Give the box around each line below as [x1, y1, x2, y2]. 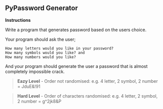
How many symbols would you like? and [5, 50, 85, 55]
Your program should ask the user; [5, 36, 76, 42]
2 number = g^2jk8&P [17, 98, 62, 104]
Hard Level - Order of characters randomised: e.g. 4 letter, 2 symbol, [17, 93, 158, 99]
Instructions [5, 17, 31, 23]
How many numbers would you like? [5, 54, 77, 59]
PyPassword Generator [5, 4, 78, 12]
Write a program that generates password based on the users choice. [5, 27, 147, 33]
